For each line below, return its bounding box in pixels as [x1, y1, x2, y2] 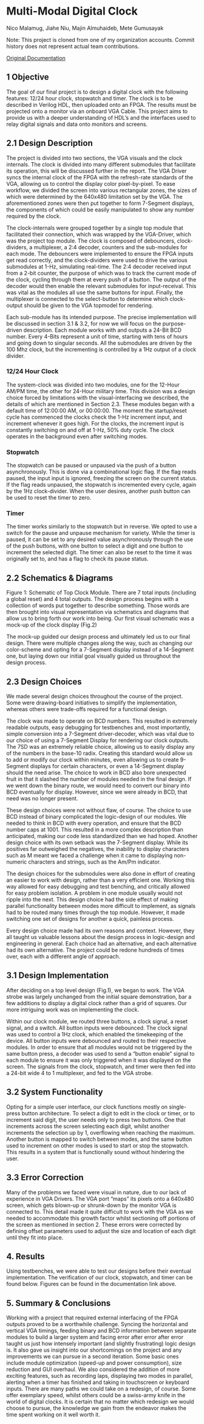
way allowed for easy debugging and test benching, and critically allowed [6, 883, 190, 890]
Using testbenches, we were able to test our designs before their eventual [6, 1267, 191, 1274]
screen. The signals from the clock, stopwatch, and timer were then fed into [6, 1062, 196, 1070]
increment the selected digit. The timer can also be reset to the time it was [6, 549, 192, 556]
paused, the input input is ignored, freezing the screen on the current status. [6, 475, 197, 482]
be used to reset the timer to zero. [6, 494, 92, 501]
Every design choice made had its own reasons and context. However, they [6, 927, 195, 934]
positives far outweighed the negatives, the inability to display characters [6, 845, 189, 853]
